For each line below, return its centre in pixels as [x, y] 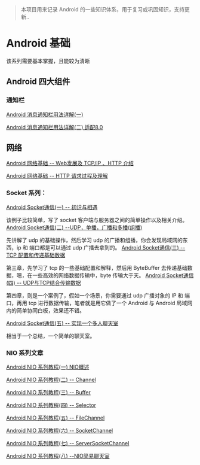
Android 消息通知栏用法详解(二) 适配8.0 [55, 127]
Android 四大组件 [38, 82]
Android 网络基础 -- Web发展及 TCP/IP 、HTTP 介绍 [70, 163]
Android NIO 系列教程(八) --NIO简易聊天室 [58, 456]
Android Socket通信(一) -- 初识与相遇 [52, 207]
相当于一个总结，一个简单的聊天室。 [51, 336]
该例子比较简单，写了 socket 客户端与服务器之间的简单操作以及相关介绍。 [97, 220]
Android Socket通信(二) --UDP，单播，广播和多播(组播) [74, 227]
